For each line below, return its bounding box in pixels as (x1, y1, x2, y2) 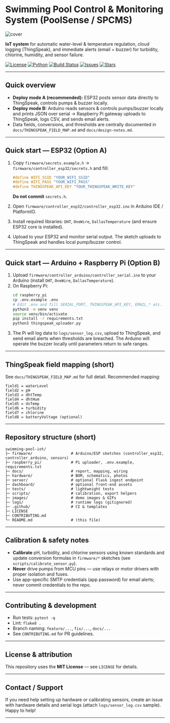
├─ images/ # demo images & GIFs (5, 495, 116, 500)
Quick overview (5, 81, 56, 90)
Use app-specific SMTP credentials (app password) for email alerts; (12, 576, 155, 583)
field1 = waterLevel (5, 383, 49, 388)
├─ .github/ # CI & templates (5, 504, 108, 509)
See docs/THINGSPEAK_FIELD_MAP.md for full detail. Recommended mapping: (5, 374, 160, 380)
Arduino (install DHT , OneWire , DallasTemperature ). (12, 277, 115, 283)
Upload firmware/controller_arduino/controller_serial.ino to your (12, 272, 156, 278)
